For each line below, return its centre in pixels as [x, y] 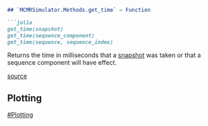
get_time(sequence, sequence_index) [60, 42]
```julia [20, 22]
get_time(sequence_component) [51, 36]
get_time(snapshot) [35, 29]
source [17, 76]
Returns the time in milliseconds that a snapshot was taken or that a [104, 55]
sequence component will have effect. [62, 63]
